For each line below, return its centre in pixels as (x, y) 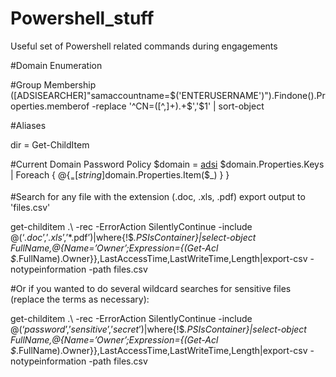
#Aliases (28, 125)
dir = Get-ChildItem (50, 144)
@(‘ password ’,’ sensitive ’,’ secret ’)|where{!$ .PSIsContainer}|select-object (158, 329)
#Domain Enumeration (56, 65)
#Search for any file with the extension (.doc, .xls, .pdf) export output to (158, 196)
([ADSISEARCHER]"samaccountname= (90, 95)
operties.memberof (50, 106)
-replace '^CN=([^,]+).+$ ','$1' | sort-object (178, 106)
